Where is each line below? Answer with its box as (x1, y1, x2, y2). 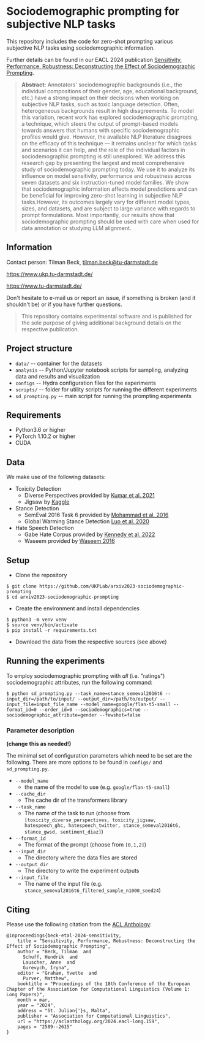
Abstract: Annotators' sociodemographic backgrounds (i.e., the (21, 81, 182, 88)
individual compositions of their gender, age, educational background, (21, 87, 198, 94)
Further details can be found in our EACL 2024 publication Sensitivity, (6, 56, 182, 63)
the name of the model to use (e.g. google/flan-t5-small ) (24, 783, 170, 791)
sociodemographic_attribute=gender (6, 712, 97, 718)
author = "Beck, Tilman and (17, 948, 92, 955)
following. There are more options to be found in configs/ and (6, 759, 163, 766)
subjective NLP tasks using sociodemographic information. (6, 44, 155, 52)
